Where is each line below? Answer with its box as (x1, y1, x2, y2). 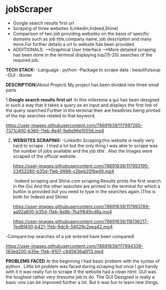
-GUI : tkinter (5, 72, 32, 78)
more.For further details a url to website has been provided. (12, 41, 136, 47)
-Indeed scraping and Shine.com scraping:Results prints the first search (12, 178, 161, 184)
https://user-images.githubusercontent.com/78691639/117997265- (5, 122, 143, 128)
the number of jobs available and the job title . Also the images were (12, 148, 153, 154)
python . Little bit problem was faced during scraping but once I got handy (5, 263, 159, 269)
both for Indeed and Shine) (12, 194, 69, 200)
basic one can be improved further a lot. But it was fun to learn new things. (5, 279, 160, 285)
